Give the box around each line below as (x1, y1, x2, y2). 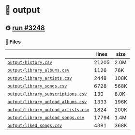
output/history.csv (7, 59, 52, 65)
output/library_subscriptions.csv (7, 91, 87, 97)
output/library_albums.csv (7, 67, 70, 73)
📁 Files (5, 38, 21, 45)
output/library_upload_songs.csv (7, 115, 85, 120)
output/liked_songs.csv (7, 122, 62, 128)
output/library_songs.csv (7, 83, 67, 89)
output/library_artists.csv (7, 75, 72, 81)
